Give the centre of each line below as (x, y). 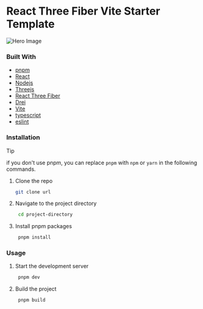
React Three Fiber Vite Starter (83, 11)
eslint (22, 122)
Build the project (36, 289)
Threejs (25, 89)
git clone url (33, 192)
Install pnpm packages (43, 226)
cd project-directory (45, 215)
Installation (23, 137)
